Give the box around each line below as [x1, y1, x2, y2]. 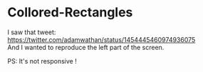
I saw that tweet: [7, 28, 56, 36]
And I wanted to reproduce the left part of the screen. [7, 43, 165, 51]
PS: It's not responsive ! [7, 56, 77, 65]
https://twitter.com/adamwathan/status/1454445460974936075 [7, 35, 196, 43]
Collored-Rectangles [7, 4, 133, 21]
